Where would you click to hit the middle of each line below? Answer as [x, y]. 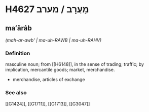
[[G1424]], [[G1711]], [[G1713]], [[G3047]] [48, 104]
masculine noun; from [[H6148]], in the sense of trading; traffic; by [75, 64]
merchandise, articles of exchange [49, 80]
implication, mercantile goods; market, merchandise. [60, 70]
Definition [18, 53]
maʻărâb [18, 28]
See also [16, 93]
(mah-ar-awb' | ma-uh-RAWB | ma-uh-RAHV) [53, 40]
